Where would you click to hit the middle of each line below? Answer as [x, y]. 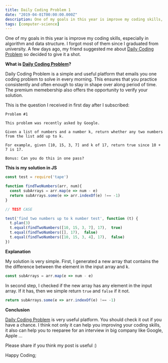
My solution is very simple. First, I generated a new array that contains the [82, 261]
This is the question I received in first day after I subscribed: [67, 105]
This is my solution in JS [31, 168]
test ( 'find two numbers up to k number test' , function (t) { [72, 218]
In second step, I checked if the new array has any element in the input [79, 285]
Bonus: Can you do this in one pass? [45, 159]
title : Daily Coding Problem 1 [38, 10]
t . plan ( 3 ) [20, 223]
